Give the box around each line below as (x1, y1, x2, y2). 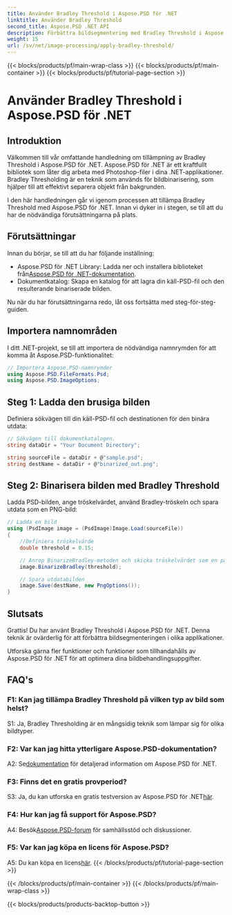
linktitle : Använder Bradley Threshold (7, 17, 122, 23)
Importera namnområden (7, 326, 117, 337)
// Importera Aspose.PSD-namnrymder (7, 364, 113, 371)
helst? (7, 704, 29, 713)
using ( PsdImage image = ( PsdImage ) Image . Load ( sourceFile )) (7, 525, 184, 532)
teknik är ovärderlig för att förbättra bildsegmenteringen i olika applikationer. (7, 633, 224, 641)
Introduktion (7, 135, 62, 147)
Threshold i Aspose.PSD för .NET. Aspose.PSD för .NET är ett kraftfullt (7, 160, 207, 169)
